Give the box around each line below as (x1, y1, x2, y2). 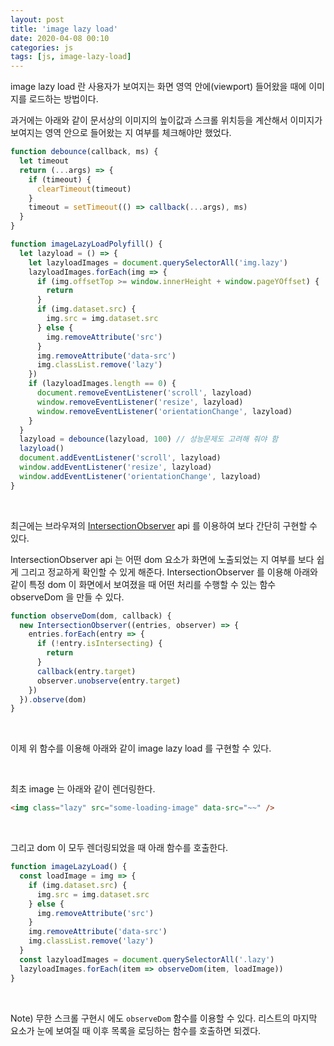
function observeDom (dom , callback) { (10, 611, 172, 621)
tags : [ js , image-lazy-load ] (10, 52, 132, 62)
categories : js (10, 42, 74, 53)
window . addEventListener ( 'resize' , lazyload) (19, 462, 213, 472)
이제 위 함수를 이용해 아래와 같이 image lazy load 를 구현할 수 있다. (10, 742, 272, 755)
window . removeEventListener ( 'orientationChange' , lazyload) (36, 406, 293, 416)
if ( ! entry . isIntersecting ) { (36, 639, 163, 649)
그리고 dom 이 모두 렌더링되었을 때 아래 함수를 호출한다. (10, 842, 229, 854)
